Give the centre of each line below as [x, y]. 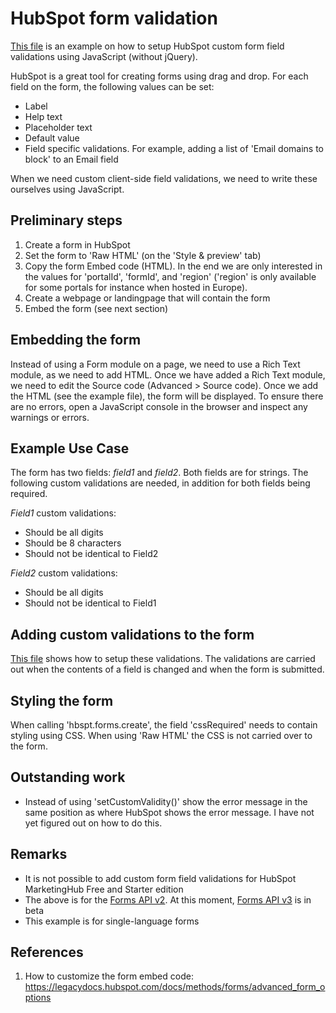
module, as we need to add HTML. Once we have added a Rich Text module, [168, 374]
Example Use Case [70, 448]
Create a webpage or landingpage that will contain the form [147, 298]
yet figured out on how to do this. [93, 823]
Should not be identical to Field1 [90, 603]
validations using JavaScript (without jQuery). [104, 56]
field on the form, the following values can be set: [112, 86]
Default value [52, 138]
